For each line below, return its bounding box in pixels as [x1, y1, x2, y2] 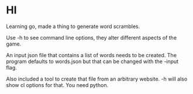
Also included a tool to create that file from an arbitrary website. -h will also [6, 75, 188, 82]
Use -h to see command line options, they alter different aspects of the [6, 34, 177, 41]
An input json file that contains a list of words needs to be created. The [6, 51, 177, 58]
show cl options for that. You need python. [6, 81, 109, 88]
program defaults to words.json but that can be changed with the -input [6, 58, 179, 65]
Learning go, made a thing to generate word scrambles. [6, 23, 140, 30]
